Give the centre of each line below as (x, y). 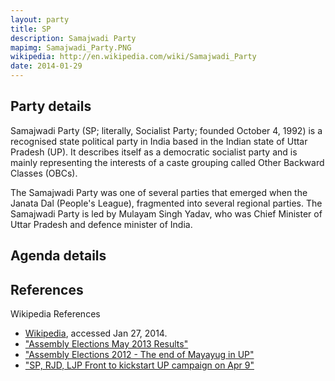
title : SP (31, 29)
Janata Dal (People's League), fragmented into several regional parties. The (166, 203)
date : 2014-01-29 (46, 66)
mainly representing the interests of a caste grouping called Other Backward (167, 162)
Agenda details (58, 256)
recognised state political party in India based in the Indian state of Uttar (159, 141)
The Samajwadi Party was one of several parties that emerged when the (159, 192)
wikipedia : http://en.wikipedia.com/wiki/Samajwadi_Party (133, 57)
